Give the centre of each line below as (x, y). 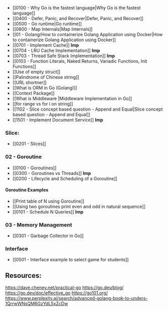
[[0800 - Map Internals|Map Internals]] (52, 29)
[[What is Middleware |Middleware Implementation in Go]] (72, 98)
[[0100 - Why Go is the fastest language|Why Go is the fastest (76, 8)
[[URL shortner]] (29, 82)
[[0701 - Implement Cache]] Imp (46, 45)
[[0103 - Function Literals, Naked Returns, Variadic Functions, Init (80, 61)
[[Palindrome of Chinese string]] (46, 77)
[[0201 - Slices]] (29, 144)
